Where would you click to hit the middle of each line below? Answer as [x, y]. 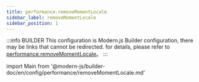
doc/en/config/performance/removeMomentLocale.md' [76, 73]
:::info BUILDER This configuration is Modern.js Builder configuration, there [100, 41]
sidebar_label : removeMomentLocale [51, 18]
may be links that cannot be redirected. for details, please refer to [88, 47]
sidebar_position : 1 [32, 23]
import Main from [28, 66]
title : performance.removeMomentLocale [57, 12]
